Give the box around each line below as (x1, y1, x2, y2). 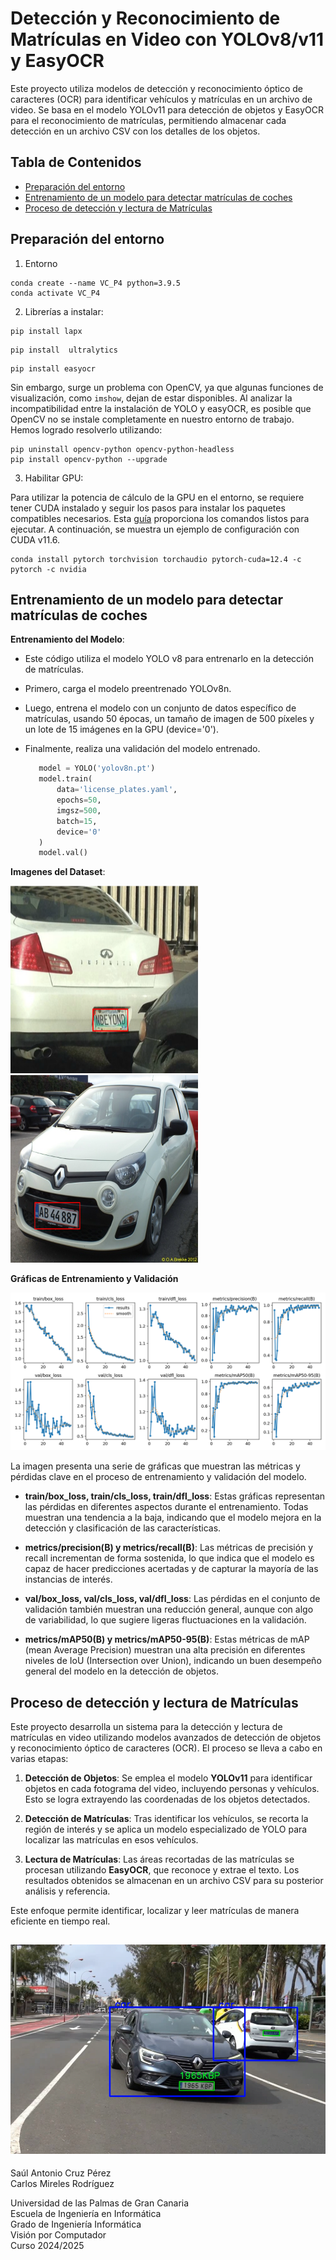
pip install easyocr (10, 363, 97, 374)
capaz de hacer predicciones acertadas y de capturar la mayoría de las (24, 1563, 319, 1575)
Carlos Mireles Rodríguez (10, 2178, 115, 2190)
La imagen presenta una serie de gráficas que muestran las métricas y (10, 1460, 301, 1472)
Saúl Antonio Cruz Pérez (10, 2167, 112, 2179)
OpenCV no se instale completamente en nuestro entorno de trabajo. (10, 413, 295, 425)
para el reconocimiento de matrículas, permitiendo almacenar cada (10, 114, 287, 126)
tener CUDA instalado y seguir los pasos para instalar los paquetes (10, 502, 286, 514)
